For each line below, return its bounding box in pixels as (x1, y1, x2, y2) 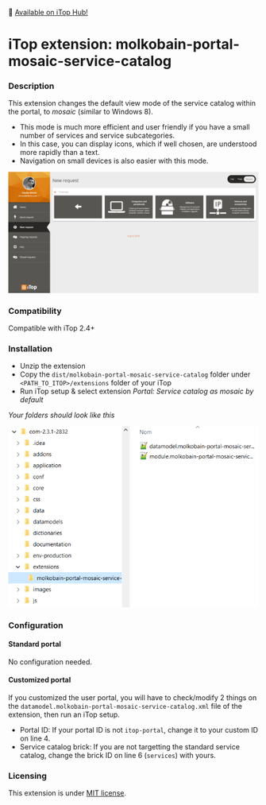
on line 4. (19, 733, 51, 743)
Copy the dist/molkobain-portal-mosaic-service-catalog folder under (19, 370, 251, 379)
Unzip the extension (19, 362, 86, 371)
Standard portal (8, 640, 62, 649)
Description (8, 80, 55, 91)
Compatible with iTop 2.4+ (8, 323, 95, 333)
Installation (8, 343, 53, 354)
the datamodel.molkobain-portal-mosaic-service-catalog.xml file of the (8, 701, 242, 710)
